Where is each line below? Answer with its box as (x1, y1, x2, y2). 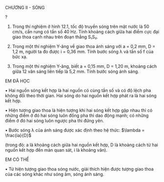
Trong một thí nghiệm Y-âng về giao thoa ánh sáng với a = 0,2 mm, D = (12, 44, 156, 49)
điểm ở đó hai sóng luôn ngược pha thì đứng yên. (5, 118, 104, 123)
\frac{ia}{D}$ (5, 133, 32, 138)
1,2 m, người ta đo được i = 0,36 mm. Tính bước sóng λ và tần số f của (12, 49, 154, 54)
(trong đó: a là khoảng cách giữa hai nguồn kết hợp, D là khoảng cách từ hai (5, 142, 158, 148)
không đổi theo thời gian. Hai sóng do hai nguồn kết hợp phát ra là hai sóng (5, 93, 157, 98)
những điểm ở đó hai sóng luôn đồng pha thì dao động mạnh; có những (5, 113, 149, 118)
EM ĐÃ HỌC (5, 78, 30, 84)
